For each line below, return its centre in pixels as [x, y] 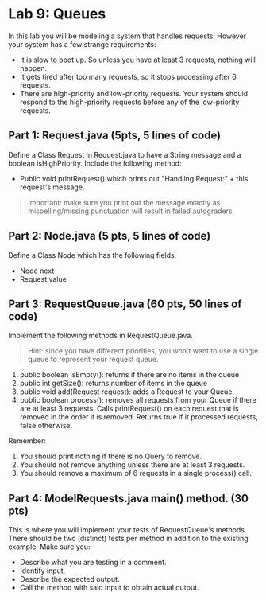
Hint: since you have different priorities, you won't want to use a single [143, 351]
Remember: [27, 441]
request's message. [52, 187]
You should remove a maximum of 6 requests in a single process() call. [135, 473]
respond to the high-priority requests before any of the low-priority [129, 102]
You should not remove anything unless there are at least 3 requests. [132, 465]
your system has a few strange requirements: [82, 44]
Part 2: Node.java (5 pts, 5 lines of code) [110, 236]
